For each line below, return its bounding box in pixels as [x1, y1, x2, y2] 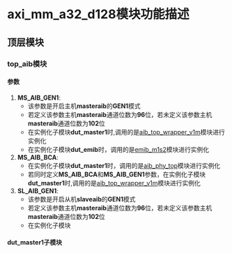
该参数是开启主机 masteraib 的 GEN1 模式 [27, 102, 141, 110]
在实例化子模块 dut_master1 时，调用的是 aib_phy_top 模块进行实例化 [27, 161, 221, 169]
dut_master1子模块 [7, 238, 63, 247]
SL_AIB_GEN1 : [17, 186, 59, 195]
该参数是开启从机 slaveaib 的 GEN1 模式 [27, 194, 136, 203]
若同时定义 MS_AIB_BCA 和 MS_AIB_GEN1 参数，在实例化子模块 [27, 170, 206, 178]
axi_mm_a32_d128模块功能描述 [7, 6, 190, 22]
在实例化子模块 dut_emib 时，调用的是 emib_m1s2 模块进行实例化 [27, 145, 210, 153]
